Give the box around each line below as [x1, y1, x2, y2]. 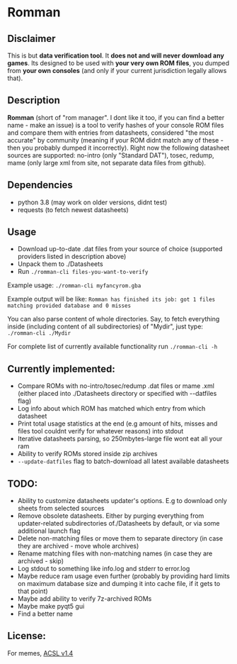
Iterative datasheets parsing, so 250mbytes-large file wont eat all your [17, 434, 223, 443]
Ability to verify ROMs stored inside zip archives [17, 450, 158, 458]
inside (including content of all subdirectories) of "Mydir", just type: [7, 322, 204, 331]
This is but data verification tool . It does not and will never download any [7, 51, 224, 60]
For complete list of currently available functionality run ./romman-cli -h [7, 342, 218, 351]
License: [7, 630, 46, 642]
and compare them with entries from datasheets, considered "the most [7, 128, 214, 137]
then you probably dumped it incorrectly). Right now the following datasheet [7, 143, 230, 152]
